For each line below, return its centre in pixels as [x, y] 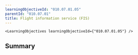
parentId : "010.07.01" [28, 14]
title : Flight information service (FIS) [47, 18]
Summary [20, 46]
